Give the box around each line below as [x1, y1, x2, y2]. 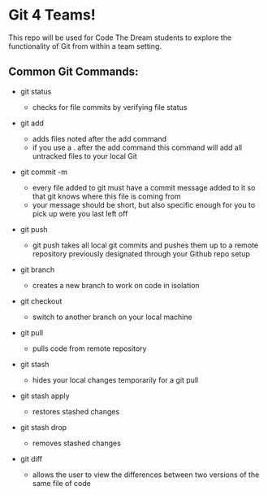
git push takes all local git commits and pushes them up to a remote [32, 240, 258, 250]
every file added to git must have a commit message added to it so [32, 182, 256, 192]
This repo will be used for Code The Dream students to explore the [8, 33, 232, 42]
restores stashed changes [32, 406, 120, 416]
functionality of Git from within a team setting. [8, 41, 162, 50]
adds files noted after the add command [32, 134, 167, 143]
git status [19, 86, 52, 96]
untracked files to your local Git [32, 151, 138, 160]
